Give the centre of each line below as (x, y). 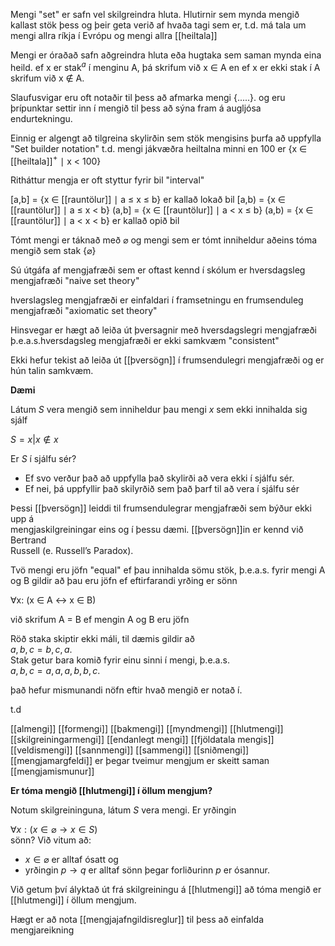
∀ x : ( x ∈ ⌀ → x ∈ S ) (54, 830)
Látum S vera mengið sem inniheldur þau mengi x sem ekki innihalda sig (159, 410)
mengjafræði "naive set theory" (75, 281)
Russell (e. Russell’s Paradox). (72, 551)
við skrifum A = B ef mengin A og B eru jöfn (100, 620)
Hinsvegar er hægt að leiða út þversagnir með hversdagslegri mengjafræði (163, 330)
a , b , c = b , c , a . (41, 650)
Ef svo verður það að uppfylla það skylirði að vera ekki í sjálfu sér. (159, 478)
